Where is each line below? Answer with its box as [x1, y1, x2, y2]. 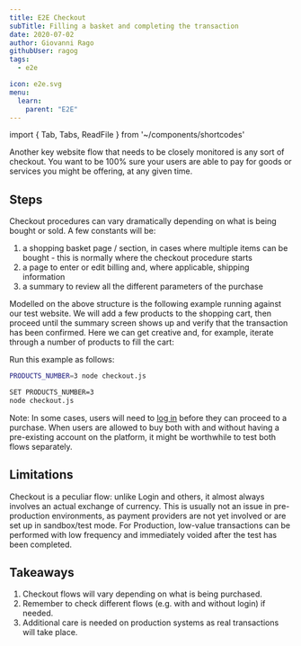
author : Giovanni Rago [9, 38, 94, 48]
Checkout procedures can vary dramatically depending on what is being [9, 216, 277, 227]
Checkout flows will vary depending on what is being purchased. [22, 588, 263, 599]
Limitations [9, 467, 74, 482]
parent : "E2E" [25, 104, 78, 113]
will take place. [22, 627, 78, 638]
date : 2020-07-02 [9, 30, 75, 39]
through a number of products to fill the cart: [9, 336, 175, 347]
